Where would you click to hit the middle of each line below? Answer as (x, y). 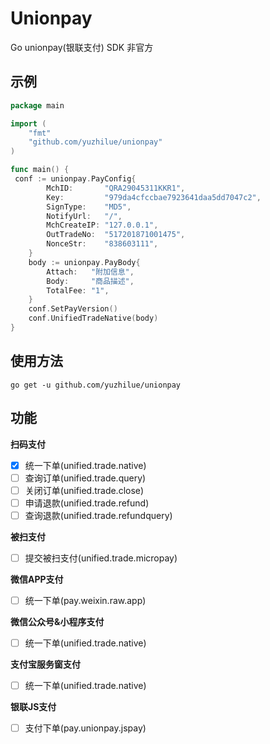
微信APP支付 (37, 579)
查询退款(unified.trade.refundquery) (98, 515)
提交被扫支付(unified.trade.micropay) (101, 558)
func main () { (40, 170)
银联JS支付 (33, 707)
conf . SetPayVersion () (73, 309)
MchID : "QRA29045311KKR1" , (116, 188)
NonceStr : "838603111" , (102, 244)
